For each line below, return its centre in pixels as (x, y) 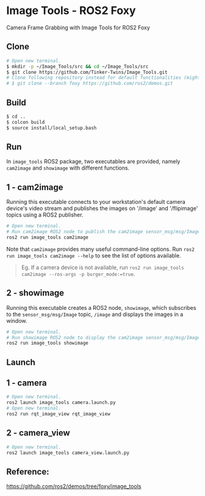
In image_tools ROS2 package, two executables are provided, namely (93, 162)
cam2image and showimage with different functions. (68, 168)
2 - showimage (35, 293)
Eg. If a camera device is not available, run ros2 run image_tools (103, 267)
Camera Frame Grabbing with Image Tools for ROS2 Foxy (78, 27)
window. (17, 320)
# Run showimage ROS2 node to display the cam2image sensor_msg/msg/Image (103, 337)
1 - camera (27, 383)
